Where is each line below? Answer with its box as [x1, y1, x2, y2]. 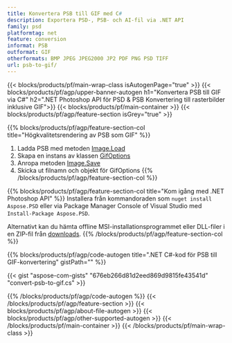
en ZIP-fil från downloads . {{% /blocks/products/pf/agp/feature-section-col [7, 230, 223, 238]
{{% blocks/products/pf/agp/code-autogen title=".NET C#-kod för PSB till [7, 250, 217, 259]
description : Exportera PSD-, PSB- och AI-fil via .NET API [7, 17, 185, 24]
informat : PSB [7, 42, 48, 49]
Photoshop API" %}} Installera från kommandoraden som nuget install [7, 194, 213, 203]
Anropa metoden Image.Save [17, 158, 100, 167]
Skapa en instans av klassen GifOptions [17, 151, 131, 160]
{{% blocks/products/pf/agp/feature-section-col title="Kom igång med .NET [7, 187, 225, 195]
